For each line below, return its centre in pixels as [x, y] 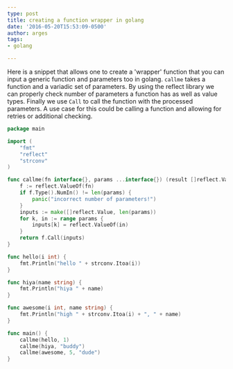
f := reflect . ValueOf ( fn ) [57, 186]
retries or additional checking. [50, 116]
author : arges [28, 33]
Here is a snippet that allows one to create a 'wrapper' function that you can [116, 72]
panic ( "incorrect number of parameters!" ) [94, 199]
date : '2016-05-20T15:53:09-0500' [57, 26]
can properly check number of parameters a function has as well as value [112, 94]
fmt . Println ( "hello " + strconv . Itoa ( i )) [80, 263]
